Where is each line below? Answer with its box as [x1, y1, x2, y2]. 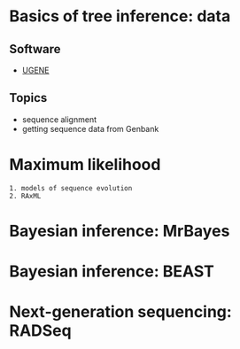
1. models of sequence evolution [9, 183, 133, 192]
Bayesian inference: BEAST [9, 261, 214, 282]
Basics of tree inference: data [9, 6, 231, 27]
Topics [9, 90, 48, 105]
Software [9, 42, 61, 57]
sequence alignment [21, 113, 97, 125]
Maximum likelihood [9, 155, 161, 174]
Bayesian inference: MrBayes [9, 221, 230, 241]
